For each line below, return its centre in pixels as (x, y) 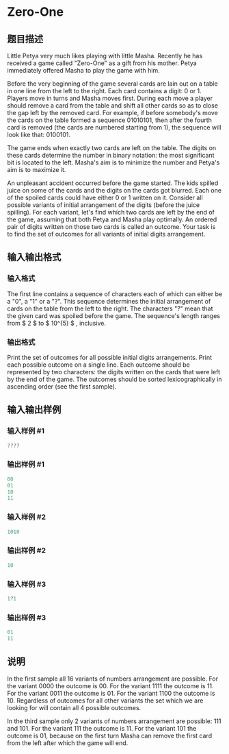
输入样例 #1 (26, 431)
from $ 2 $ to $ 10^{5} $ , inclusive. (56, 323)
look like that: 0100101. (39, 135)
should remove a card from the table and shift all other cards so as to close (113, 106)
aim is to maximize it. (37, 170)
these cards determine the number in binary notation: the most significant (111, 155)
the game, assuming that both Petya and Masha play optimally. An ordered (112, 219)
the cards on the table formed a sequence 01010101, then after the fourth (109, 120)
